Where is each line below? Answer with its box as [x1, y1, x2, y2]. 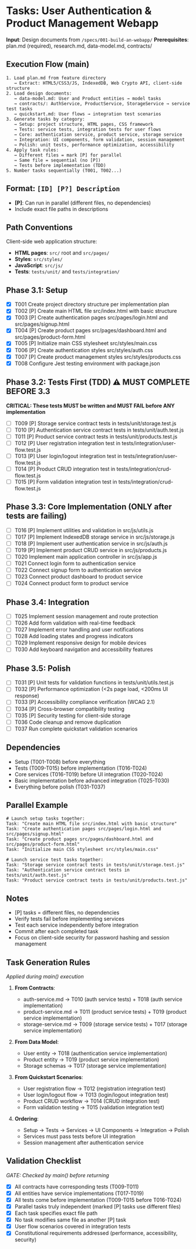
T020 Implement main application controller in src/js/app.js [14, 553, 157, 560]
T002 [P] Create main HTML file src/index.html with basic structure [14, 308, 177, 315]
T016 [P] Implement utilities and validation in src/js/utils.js [14, 526, 154, 533]
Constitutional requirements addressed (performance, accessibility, [14, 1230, 178, 1237]
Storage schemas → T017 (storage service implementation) [23, 1063, 167, 1069]
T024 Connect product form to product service [14, 580, 129, 587]
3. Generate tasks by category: [6, 116, 85, 122]
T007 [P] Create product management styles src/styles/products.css [14, 353, 181, 360]
